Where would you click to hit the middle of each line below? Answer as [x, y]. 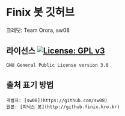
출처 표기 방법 [30, 85]
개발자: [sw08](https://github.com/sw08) [57, 100]
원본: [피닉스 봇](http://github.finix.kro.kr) [63, 107]
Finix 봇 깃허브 [41, 12]
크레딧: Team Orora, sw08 [38, 30]
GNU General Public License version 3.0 [58, 65]
